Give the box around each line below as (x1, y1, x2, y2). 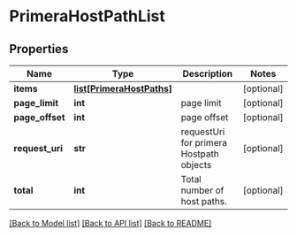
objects (180, 159, 212, 171)
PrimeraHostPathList (9, 6, 166, 27)
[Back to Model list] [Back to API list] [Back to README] (9, 218, 212, 228)
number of (180, 184, 225, 196)
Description (182, 68, 233, 80)
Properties (9, 42, 69, 57)
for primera (180, 137, 228, 149)
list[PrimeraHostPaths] (73, 82, 172, 95)
